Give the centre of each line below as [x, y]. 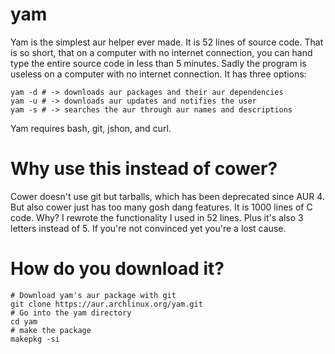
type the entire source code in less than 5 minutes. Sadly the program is [158, 63]
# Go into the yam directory [71, 313]
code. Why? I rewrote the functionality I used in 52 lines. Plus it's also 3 [157, 217]
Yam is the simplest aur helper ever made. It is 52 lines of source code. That [167, 42]
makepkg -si [35, 339]
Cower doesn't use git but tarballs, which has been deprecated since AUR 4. [167, 196]
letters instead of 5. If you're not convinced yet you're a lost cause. [148, 228]
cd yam [24, 321]
